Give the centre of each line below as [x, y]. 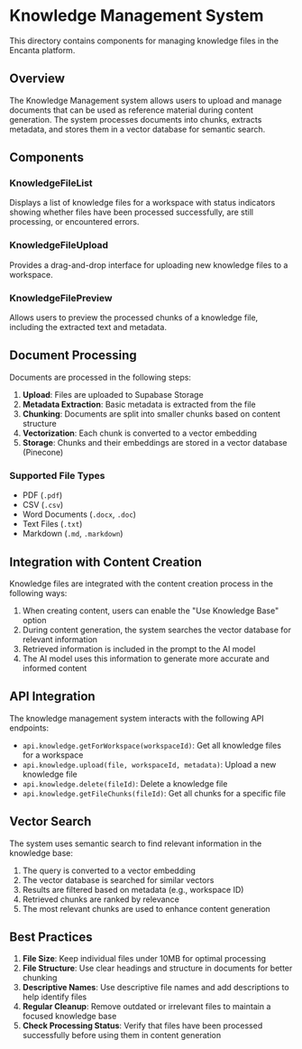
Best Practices [51, 937]
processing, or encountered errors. [74, 222]
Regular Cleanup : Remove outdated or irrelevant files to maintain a [146, 1007]
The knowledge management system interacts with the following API [137, 718]
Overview [37, 79]
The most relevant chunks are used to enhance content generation [146, 908]
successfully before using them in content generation [122, 1035]
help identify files [55, 997]
